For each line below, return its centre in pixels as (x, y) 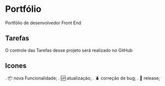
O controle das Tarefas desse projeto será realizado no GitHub (69, 50)
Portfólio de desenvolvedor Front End (43, 23)
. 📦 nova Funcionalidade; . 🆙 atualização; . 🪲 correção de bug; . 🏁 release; (82, 78)
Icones (16, 66)
